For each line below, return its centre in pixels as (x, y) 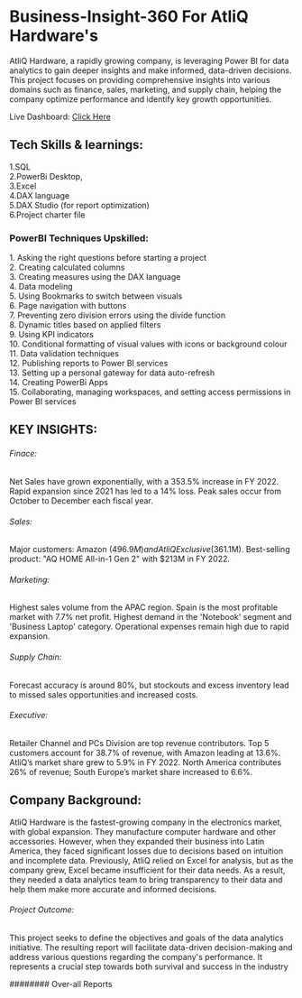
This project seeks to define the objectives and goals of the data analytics (146, 938)
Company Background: (76, 800)
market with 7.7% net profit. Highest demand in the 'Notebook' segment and (151, 617)
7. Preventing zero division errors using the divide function (118, 315)
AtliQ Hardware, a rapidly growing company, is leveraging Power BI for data (149, 60)
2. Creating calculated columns (67, 267)
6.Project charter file (47, 215)
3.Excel (23, 186)
